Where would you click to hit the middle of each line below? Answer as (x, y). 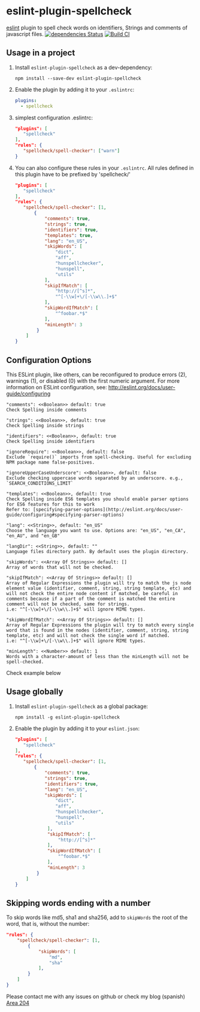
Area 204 (18, 1002)
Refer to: (19, 509)
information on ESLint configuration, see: (57, 387)
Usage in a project (41, 53)
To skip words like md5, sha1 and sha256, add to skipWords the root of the (97, 918)
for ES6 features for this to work (51, 504)
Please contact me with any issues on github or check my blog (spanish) (96, 996)
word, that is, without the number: (48, 924)
